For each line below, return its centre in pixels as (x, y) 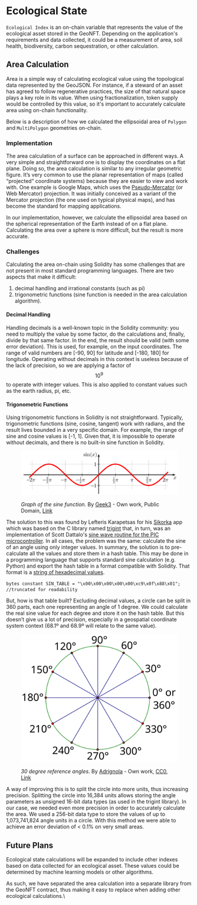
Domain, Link (37, 510)
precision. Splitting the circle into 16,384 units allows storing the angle (91, 795)
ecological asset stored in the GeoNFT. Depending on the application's (92, 33)
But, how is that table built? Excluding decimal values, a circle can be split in (98, 601)
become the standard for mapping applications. (64, 206)
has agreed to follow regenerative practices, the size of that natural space (96, 91)
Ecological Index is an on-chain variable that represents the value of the (95, 27)
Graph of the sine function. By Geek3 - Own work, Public (90, 504)
